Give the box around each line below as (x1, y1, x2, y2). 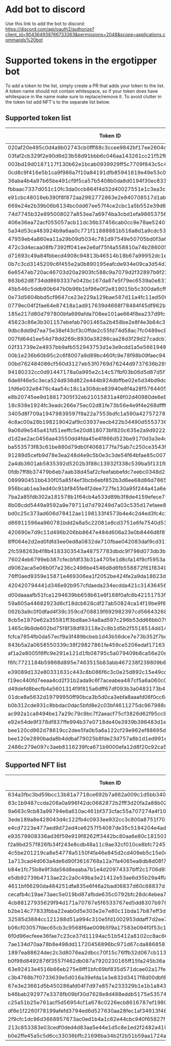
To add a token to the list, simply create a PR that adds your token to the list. (5, 82, 165, 89)
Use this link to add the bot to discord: (5, 20, 85, 27)
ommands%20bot (5, 37, 43, 43)
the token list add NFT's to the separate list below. (5, 99, 110, 105)
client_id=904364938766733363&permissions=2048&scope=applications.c (5, 31, 165, 37)
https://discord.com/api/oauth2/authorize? (5, 26, 95, 32)
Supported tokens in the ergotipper (5, 55, 157, 67)
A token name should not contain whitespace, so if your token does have (5, 88, 158, 94)
